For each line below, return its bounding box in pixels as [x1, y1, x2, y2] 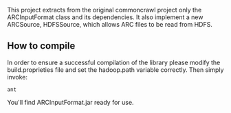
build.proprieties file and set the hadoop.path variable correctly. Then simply [7, 65, 224, 74]
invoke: [7, 73, 28, 81]
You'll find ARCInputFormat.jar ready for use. [7, 98, 134, 106]
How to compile [7, 40, 76, 52]
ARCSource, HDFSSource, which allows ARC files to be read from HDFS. [7, 21, 213, 28]
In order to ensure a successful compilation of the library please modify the [7, 58, 221, 66]
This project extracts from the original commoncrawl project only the [7, 6, 202, 14]
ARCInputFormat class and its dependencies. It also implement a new [7, 13, 203, 21]
